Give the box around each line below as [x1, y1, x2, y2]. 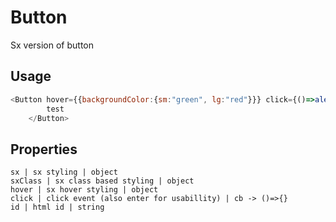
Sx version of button [10, 39, 95, 51]
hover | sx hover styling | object [10, 185, 159, 195]
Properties [10, 141, 78, 158]
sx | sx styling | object [10, 167, 118, 178]
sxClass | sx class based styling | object [10, 176, 195, 186]
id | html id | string [10, 202, 105, 213]
